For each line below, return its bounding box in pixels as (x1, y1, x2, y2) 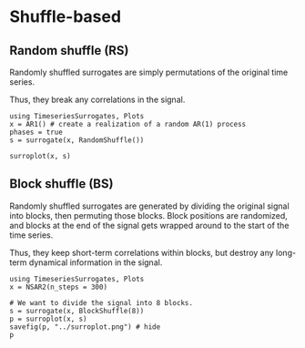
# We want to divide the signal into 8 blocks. (9, 298, 194, 307)
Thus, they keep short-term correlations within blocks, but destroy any (9, 247, 275, 258)
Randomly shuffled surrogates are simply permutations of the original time (9, 67, 289, 77)
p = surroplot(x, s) (9, 314, 88, 323)
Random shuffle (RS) (9, 43, 129, 58)
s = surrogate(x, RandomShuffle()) (9, 136, 145, 145)
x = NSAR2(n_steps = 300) (9, 282, 107, 292)
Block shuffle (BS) (9, 176, 114, 192)
